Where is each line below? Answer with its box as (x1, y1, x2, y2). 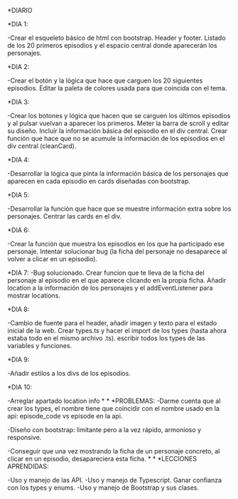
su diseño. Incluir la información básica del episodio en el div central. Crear (7, 127, 228, 135)
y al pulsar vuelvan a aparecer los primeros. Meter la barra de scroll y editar (7, 119, 229, 127)
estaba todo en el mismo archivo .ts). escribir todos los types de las (7, 334, 206, 342)
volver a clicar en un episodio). (7, 255, 98, 263)
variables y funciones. (7, 342, 72, 350)
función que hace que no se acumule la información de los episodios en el (7, 135, 225, 142)
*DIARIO (7, 6, 33, 14)
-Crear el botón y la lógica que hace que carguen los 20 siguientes (7, 76, 203, 85)
